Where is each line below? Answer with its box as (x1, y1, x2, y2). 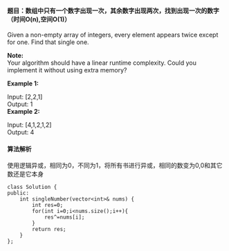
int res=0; (32, 202, 64, 209)
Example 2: (7, 108, 40, 116)
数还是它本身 (7, 170, 44, 179)
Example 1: (7, 79, 39, 88)
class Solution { (7, 183, 57, 191)
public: (7, 190, 30, 197)
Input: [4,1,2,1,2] (7, 121, 52, 129)
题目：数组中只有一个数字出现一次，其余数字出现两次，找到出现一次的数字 (7, 6, 219, 14)
